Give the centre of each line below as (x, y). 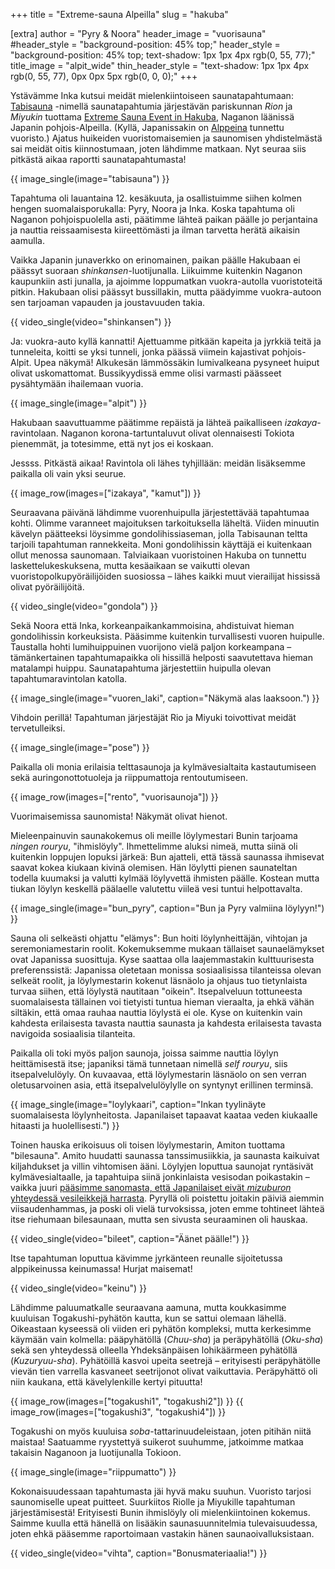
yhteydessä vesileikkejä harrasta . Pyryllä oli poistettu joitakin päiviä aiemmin (167, 1198)
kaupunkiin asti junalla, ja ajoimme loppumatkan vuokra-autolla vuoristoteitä (166, 281)
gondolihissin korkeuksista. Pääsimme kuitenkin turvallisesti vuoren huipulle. (167, 636)
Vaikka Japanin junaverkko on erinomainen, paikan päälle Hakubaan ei (155, 260)
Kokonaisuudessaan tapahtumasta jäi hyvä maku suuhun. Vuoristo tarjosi (161, 1491)
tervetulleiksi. (38, 728)
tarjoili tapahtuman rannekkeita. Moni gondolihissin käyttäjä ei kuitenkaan (161, 544)
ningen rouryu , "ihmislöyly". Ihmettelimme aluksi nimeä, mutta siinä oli (154, 846)
